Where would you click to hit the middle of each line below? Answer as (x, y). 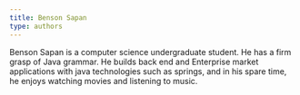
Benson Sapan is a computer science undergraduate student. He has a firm (150, 52)
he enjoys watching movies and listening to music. (104, 81)
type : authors (36, 26)
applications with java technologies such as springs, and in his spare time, (148, 71)
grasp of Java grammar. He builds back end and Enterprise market (134, 62)
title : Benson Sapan (49, 18)
